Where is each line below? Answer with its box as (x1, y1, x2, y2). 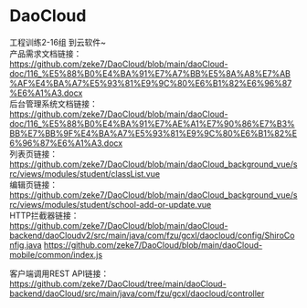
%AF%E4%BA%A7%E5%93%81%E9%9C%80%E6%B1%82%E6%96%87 (9, 77, 292, 88)
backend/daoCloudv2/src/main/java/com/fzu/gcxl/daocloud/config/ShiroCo (9, 230, 295, 241)
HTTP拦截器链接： (9, 210, 79, 221)
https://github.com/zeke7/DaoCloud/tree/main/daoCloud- (9, 278, 227, 289)
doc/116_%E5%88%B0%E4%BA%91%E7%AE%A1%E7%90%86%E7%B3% (9, 118, 295, 128)
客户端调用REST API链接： (9, 268, 110, 279)
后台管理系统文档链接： (9, 98, 98, 109)
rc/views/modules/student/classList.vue (9, 168, 161, 179)
